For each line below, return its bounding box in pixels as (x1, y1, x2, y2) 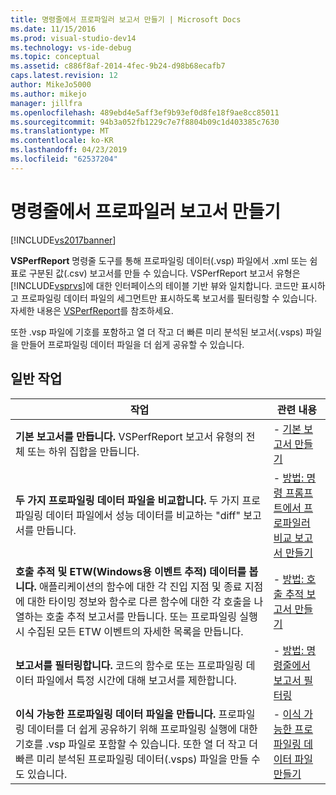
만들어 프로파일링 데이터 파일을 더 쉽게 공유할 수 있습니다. (20, 338, 245, 350)
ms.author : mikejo (10, 89, 87, 99)
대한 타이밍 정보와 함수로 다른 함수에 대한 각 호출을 (27, 594, 252, 608)
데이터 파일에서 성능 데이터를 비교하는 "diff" (45, 508, 241, 522)
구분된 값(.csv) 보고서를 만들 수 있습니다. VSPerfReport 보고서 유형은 (28, 267, 301, 279)
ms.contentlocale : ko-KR (10, 136, 114, 146)
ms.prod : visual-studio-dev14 (10, 33, 137, 43)
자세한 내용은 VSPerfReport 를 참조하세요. (10, 304, 174, 316)
